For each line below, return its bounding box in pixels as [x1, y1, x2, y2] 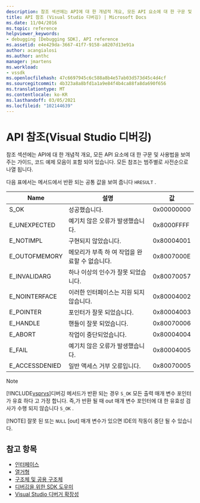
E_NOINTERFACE [9, 292, 58, 301]
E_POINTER [9, 308, 42, 316]
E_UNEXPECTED [9, 221, 55, 229]
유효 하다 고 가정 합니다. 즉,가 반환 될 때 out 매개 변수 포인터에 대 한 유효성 [12, 397, 185, 405]
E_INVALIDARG [9, 272, 52, 280]
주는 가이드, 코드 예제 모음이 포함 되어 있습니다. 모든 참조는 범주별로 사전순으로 [6, 158, 189, 165]
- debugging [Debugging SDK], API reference [6, 36, 118, 42]
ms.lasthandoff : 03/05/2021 [6, 97, 76, 103]
